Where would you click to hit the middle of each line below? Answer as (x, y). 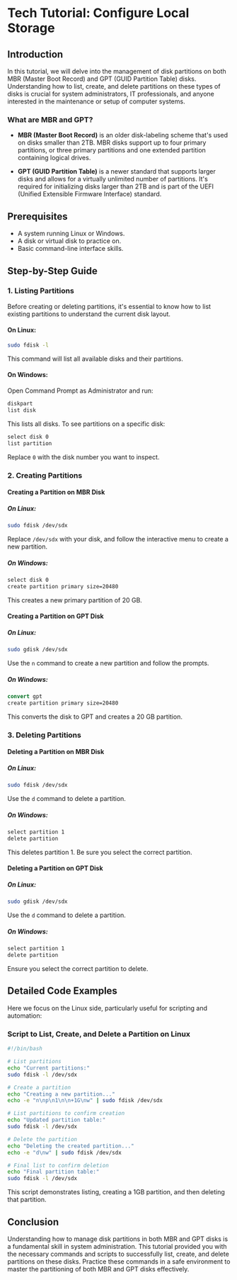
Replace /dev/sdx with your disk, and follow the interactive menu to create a (118, 539)
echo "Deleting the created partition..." (71, 1146)
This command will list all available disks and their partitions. (96, 359)
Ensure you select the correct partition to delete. (78, 969)
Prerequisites (37, 217)
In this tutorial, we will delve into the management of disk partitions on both (117, 71)
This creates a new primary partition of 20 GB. (75, 600)
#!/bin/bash (25, 1049)
